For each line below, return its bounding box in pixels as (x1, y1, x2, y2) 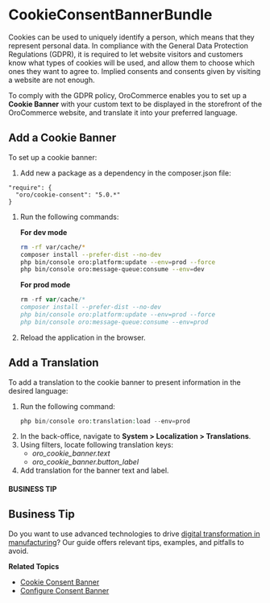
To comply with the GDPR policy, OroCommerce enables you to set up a (8, 90, 247, 100)
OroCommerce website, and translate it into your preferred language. (8, 107, 238, 118)
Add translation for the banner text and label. (19, 465, 169, 476)
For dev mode (19, 227, 68, 237)
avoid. (8, 546, 29, 556)
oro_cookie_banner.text (31, 448, 110, 458)
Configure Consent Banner (19, 585, 110, 595)
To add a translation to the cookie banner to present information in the (8, 377, 241, 387)
